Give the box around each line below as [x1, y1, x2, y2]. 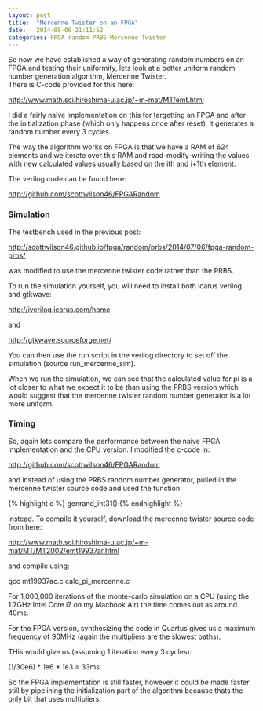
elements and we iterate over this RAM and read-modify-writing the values [8, 151, 250, 160]
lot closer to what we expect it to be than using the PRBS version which [8, 382, 239, 391]
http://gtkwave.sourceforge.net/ [8, 335, 112, 344]
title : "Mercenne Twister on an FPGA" [8, 19, 139, 27]
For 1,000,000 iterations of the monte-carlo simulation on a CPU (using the [8, 591, 250, 601]
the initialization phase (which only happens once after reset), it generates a [8, 119, 254, 128]
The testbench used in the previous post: [8, 227, 141, 236]
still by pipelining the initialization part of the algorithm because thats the [8, 685, 243, 695]
